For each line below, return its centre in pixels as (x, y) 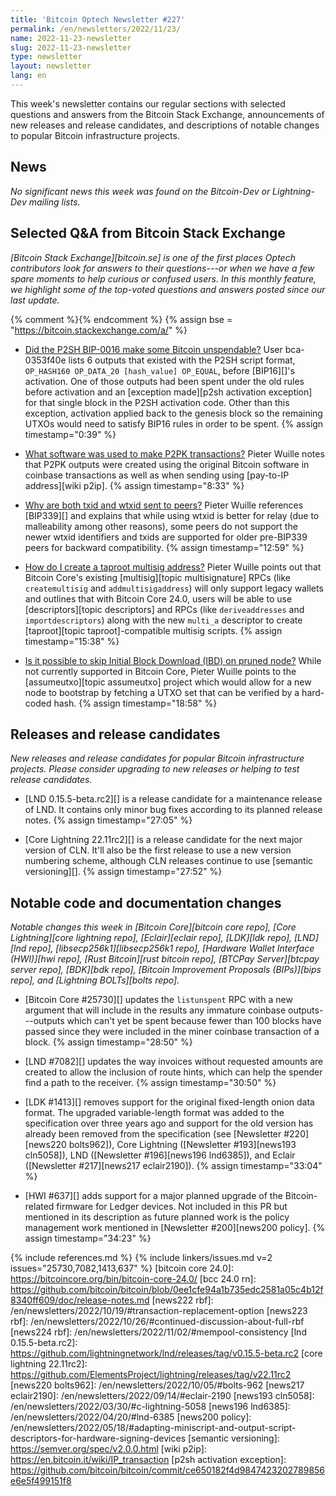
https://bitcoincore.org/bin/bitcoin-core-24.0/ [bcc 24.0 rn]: (133, 1279)
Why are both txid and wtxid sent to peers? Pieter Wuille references (164, 505)
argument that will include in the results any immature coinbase (155, 1010)
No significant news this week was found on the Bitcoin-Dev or (140, 191)
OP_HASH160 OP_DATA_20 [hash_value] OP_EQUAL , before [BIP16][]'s (159, 370)
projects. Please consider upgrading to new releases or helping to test (155, 769)
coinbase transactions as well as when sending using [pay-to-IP (157, 475)
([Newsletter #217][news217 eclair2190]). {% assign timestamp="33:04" (173, 1166)
